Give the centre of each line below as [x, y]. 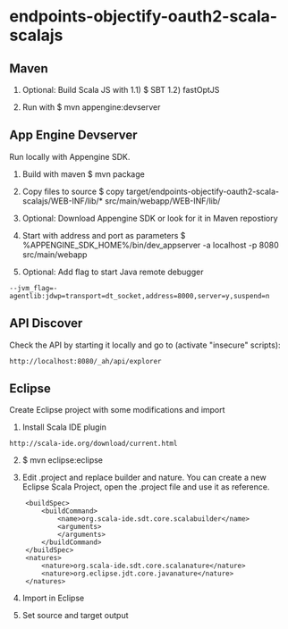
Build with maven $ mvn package [83, 174]
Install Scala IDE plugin [64, 427]
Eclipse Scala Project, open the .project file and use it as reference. [146, 487]
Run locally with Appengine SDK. [70, 156]
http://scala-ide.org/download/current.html [93, 444]
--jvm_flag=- [34, 288]
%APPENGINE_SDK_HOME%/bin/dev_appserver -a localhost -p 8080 [150, 245]
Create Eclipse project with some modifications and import [117, 410]
